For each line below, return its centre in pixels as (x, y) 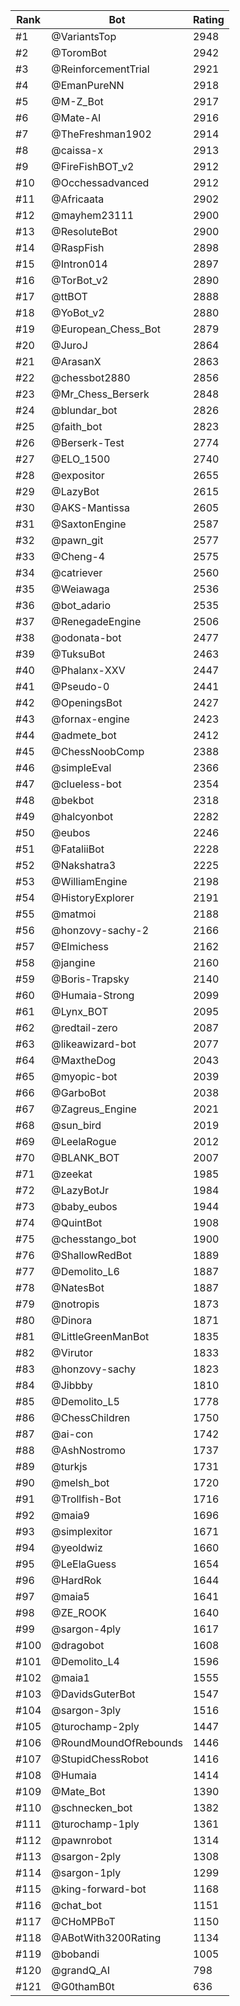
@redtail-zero (84, 1027)
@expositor (78, 475)
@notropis (75, 1304)
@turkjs (69, 1466)
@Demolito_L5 (85, 1401)
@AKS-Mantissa (90, 507)
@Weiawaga (80, 589)
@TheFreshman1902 (101, 134)
